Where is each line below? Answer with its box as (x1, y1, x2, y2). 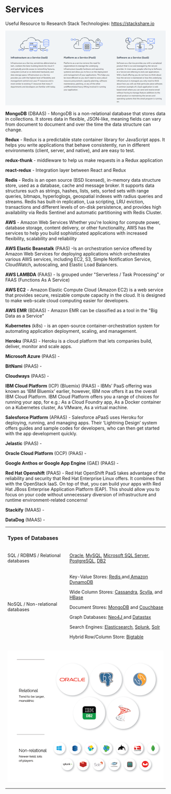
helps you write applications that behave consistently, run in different (5, 141, 150, 148)
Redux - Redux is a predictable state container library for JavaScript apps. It (5, 136, 165, 143)
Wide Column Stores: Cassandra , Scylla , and (69, 589, 163, 595)
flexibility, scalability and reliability (5, 235, 77, 241)
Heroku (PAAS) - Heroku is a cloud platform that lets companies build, (5, 337, 153, 344)
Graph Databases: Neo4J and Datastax (69, 614, 151, 620)
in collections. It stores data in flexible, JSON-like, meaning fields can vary (5, 116, 161, 122)
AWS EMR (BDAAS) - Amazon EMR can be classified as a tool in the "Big (5, 307, 158, 314)
